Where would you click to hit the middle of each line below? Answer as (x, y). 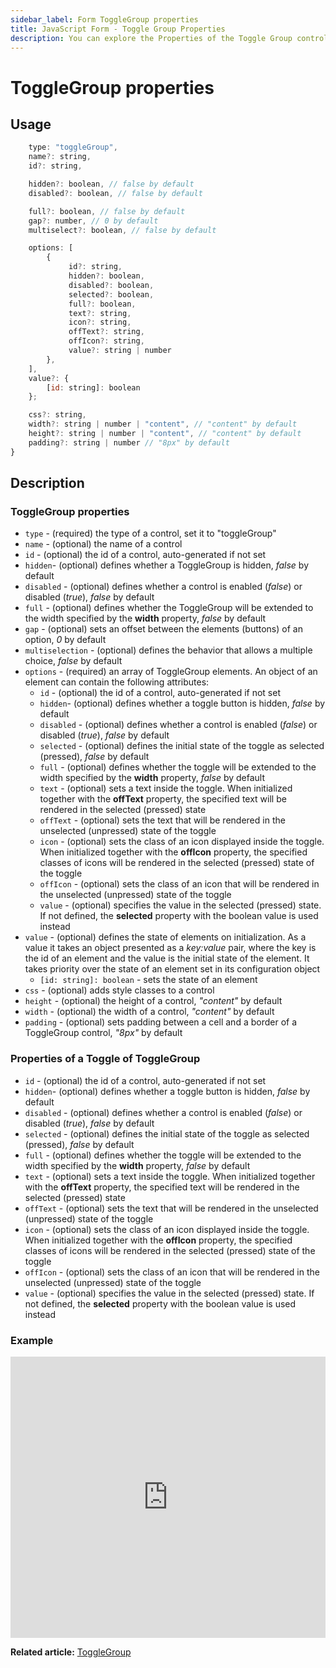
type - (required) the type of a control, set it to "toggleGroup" (150, 533)
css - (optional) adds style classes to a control (119, 990)
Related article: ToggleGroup (71, 1652)
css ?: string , (57, 415)
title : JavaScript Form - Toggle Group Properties (118, 29)
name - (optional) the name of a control (103, 544)
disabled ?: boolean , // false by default (115, 193)
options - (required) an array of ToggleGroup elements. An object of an (171, 672)
